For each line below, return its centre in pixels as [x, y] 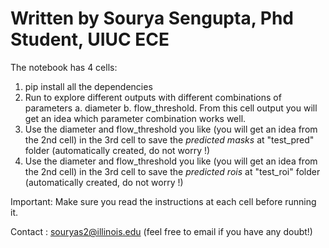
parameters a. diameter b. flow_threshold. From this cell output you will [171, 108]
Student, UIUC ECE [90, 39]
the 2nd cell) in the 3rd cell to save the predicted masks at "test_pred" [169, 139]
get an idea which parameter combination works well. [135, 118]
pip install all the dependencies [88, 86]
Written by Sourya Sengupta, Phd [152, 18]
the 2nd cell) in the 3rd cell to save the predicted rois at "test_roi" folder [172, 171]
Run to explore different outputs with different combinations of [153, 97]
